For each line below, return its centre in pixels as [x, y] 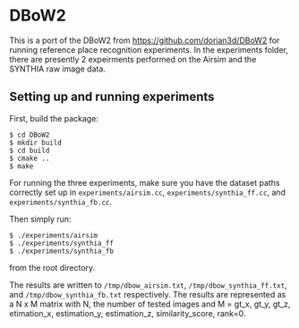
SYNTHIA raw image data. [57, 69]
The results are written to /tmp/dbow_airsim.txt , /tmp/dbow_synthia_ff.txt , [149, 285]
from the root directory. [52, 267]
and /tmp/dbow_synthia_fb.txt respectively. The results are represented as [148, 294]
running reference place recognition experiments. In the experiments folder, [149, 49]
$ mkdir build [36, 143]
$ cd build [30, 150]
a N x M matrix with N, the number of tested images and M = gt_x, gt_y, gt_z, [150, 304]
